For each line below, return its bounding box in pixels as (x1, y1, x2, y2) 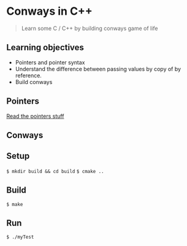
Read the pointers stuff (6, 112, 64, 120)
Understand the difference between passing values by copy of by (15, 65, 181, 72)
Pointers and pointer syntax (15, 58, 85, 66)
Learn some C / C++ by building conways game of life (21, 25, 158, 32)
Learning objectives (6, 42, 85, 53)
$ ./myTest (6, 234, 34, 240)
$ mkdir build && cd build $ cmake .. (6, 168, 104, 174)
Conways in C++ (6, 4, 93, 18)
